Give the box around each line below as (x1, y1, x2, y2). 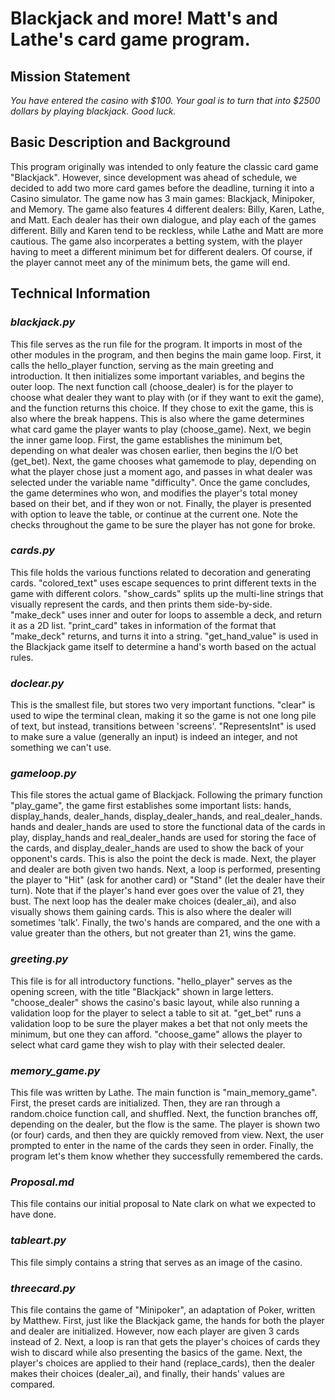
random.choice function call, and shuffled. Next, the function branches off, (10, 1107, 318, 1119)
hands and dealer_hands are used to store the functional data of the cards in (10, 821, 326, 833)
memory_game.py (10, 1063, 101, 1077)
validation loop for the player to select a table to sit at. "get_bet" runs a (10, 1007, 302, 1019)
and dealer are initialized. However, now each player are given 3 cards (10, 1325, 300, 1337)
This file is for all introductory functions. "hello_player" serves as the (10, 975, 293, 987)
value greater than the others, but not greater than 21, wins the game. (10, 927, 297, 939)
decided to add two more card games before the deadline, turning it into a (10, 182, 315, 194)
